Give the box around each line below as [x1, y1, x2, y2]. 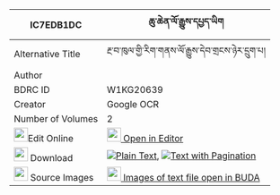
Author [13, 69, 43, 81]
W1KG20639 [106, 84, 163, 96]
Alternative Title [13, 47, 81, 60]
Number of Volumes [13, 113, 99, 124]
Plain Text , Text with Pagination [115, 149, 257, 162]
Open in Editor [123, 132, 184, 144]
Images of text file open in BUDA [123, 172, 260, 183]
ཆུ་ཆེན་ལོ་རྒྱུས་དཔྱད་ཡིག [148, 15, 224, 28]
